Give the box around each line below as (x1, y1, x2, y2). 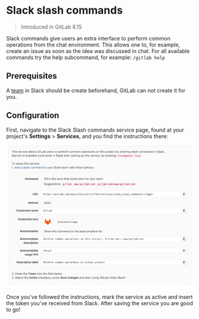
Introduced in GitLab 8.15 (20, 23, 82, 30)
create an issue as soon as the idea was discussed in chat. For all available (6, 47, 190, 54)
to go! (6, 306, 21, 313)
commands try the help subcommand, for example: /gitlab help (6, 54, 165, 61)
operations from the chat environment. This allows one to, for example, (6, 41, 181, 48)
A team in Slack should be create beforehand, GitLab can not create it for (6, 87, 186, 94)
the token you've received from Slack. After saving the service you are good (6, 299, 194, 307)
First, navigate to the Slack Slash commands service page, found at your (6, 126, 185, 133)
